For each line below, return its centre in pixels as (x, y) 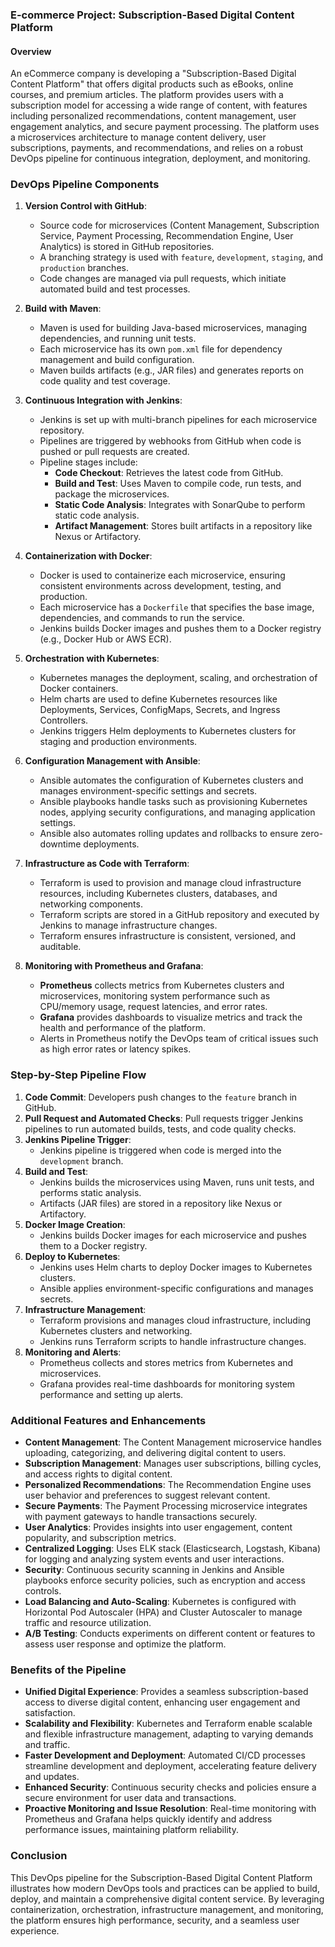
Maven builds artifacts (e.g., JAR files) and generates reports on (171, 370)
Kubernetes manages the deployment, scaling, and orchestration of (178, 678)
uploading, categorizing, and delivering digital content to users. (155, 1453)
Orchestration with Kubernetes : (92, 659)
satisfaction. (50, 1713)
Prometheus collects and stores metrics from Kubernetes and (166, 1362)
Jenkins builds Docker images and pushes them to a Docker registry (180, 629)
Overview (31, 51)
